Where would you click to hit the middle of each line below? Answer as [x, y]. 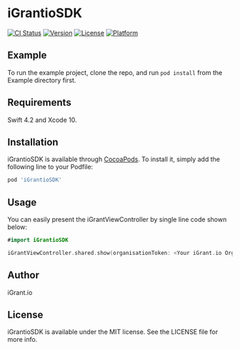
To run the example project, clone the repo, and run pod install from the [115, 72]
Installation [33, 142]
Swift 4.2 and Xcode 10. [42, 120]
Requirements [39, 102]
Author [23, 275]
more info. [22, 340]
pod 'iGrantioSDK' [35, 180]
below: [17, 227]
